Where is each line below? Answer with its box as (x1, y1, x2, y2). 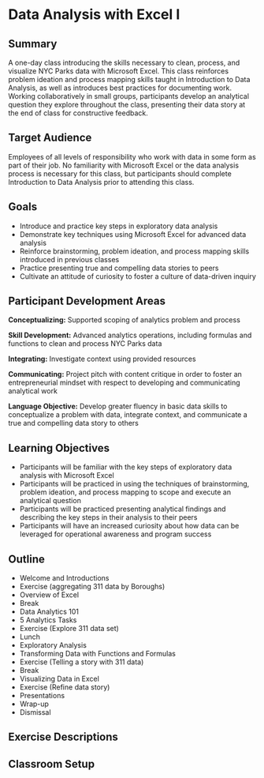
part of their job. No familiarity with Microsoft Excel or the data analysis (8, 160, 239, 170)
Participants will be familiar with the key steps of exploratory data (19, 462, 232, 472)
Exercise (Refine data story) (19, 682, 110, 692)
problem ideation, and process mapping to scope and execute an (19, 487, 231, 497)
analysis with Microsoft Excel (19, 471, 114, 480)
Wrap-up (19, 699, 50, 708)
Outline (8, 552, 45, 566)
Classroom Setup (8, 757, 95, 771)
